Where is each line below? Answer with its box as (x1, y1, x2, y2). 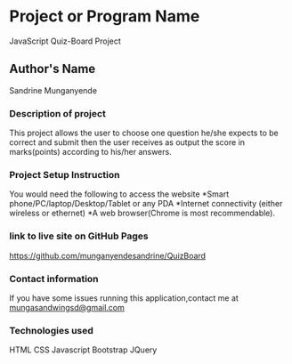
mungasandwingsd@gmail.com (9, 302, 125, 312)
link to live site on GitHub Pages (9, 230, 149, 242)
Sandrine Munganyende (9, 85, 98, 95)
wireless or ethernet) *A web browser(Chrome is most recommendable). (9, 207, 276, 219)
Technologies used (9, 324, 93, 336)
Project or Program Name (9, 6, 200, 27)
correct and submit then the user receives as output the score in (9, 137, 246, 148)
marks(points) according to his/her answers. (9, 147, 172, 158)
